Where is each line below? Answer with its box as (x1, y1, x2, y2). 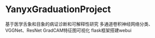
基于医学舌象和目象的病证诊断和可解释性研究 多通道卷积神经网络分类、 (5, 21, 153, 27)
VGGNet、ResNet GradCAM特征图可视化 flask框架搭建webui (5, 27, 132, 33)
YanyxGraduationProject (5, 4, 111, 15)
